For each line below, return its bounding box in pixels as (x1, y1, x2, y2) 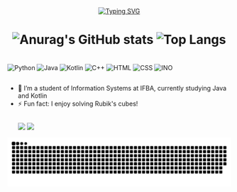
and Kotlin (17, 91, 48, 100)
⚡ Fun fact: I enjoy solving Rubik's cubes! (17, 99, 138, 108)
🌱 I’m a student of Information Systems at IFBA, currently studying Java (17, 84, 227, 92)
